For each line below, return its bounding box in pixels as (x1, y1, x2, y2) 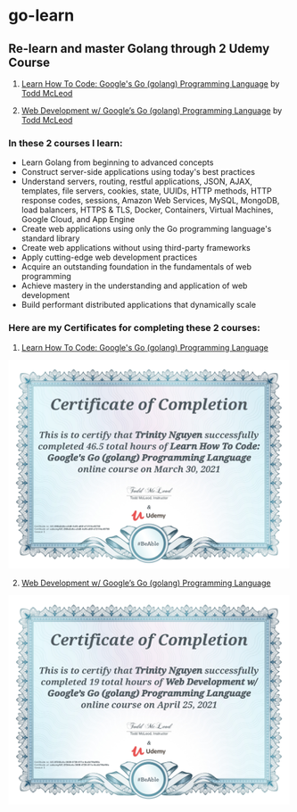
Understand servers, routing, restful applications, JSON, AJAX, (21, 176, 253, 187)
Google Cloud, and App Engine (21, 214, 136, 225)
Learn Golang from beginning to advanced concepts (21, 157, 214, 168)
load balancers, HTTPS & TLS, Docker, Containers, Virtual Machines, (21, 204, 274, 215)
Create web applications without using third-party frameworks (21, 243, 251, 253)
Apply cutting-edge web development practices (21, 252, 198, 263)
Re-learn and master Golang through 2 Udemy (8, 41, 270, 56)
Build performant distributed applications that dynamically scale (21, 300, 256, 311)
